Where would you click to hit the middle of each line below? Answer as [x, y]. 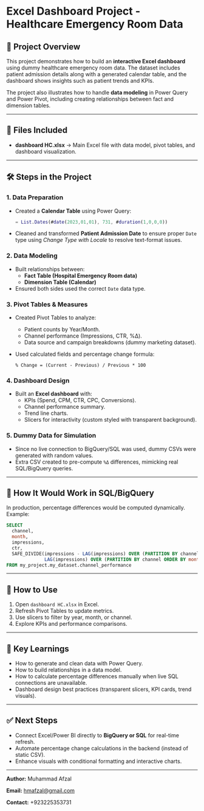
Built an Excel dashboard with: [53, 394]
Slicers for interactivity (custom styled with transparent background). [110, 420]
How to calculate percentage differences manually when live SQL [97, 676]
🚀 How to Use [32, 590]
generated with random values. [54, 455]
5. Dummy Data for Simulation [51, 436]
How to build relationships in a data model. [68, 670]
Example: [18, 514]
